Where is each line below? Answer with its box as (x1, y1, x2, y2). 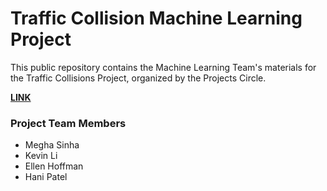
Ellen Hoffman (24, 160, 84, 172)
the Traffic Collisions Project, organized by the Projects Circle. (10, 72, 267, 84)
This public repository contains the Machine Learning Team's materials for (10, 61, 317, 73)
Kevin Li (24, 150, 58, 162)
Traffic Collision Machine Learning (10, 7, 303, 30)
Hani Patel (24, 171, 68, 183)
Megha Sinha (24, 139, 80, 151)
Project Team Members (10, 116, 127, 130)
